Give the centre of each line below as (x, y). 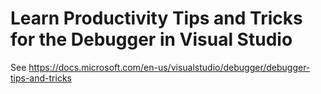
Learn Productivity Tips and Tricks (156, 18)
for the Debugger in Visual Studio (151, 39)
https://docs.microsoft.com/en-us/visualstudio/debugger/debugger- (169, 67)
